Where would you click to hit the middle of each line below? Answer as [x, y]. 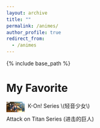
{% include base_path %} [38, 63]
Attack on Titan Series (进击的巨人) [50, 119]
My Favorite [37, 88]
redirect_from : [26, 39]
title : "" [19, 19]
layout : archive [27, 13]
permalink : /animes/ [33, 26]
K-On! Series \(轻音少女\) [59, 106]
